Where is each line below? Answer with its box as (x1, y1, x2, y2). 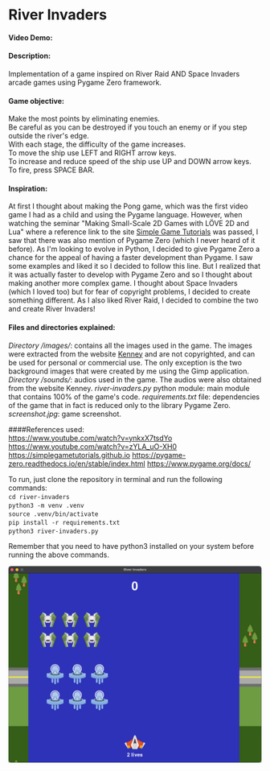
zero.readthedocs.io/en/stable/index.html (8, 459, 146, 468)
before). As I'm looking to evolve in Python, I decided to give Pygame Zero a (8, 244, 260, 254)
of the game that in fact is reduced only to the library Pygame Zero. (8, 400, 231, 410)
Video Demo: (8, 32, 53, 42)
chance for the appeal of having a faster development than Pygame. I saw (8, 253, 253, 262)
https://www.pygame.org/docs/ (147, 459, 252, 468)
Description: (8, 51, 51, 61)
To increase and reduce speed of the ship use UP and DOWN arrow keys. (8, 157, 252, 167)
